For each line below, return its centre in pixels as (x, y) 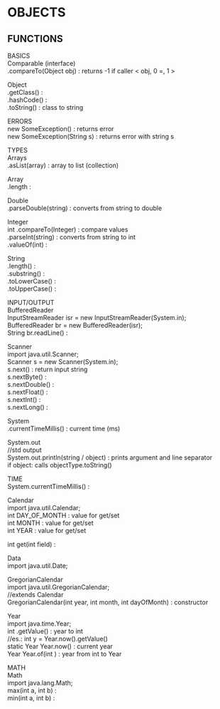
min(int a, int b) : (31, 698)
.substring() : (26, 274)
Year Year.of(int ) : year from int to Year (65, 654)
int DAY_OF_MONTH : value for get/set (64, 515)
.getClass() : (25, 92)
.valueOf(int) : (27, 244)
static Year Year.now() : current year (60, 646)
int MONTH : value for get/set (50, 523)
